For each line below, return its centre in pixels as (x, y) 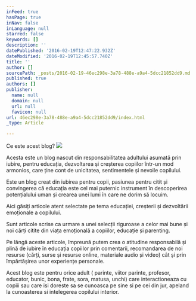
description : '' (26, 45)
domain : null (28, 101)
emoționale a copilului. (34, 212)
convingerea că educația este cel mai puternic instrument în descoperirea (97, 188)
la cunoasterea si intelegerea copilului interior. (63, 292)
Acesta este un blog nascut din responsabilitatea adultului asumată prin (94, 158)
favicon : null (29, 112)
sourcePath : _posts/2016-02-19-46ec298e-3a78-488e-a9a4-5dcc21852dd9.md (98, 73)
